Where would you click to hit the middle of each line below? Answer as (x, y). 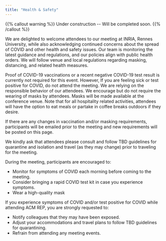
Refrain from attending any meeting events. (56, 233)
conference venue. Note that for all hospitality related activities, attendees (81, 101)
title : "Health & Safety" (32, 10)
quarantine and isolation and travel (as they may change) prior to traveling (81, 147)
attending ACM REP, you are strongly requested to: (57, 207)
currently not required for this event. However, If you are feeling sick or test (82, 80)
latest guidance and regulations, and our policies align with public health (79, 55)
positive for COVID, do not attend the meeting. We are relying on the (75, 85)
